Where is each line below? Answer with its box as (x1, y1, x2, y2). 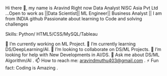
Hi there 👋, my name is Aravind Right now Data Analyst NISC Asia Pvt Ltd (5, 5, 158, 11)
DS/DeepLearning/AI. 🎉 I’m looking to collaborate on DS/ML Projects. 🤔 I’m (5, 46, 161, 52)
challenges (5, 21, 29, 27)
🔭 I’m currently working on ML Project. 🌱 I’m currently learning (5, 41, 136, 47)
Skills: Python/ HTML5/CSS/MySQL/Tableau (5, 31, 98, 37)
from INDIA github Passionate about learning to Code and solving (5, 16, 143, 21)
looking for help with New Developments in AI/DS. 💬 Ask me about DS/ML (5, 52, 160, 58)
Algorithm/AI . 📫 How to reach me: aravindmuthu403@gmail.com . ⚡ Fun (5, 58, 159, 63)
